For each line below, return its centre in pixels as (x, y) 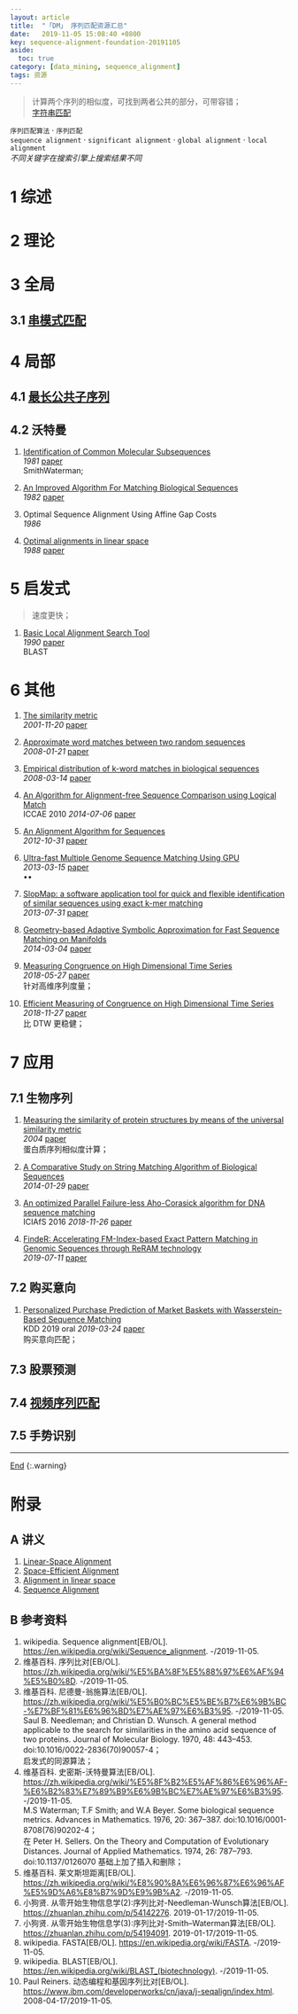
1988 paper (43, 550)
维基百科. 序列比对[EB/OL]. (72, 1662)
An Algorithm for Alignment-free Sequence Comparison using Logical (149, 795)
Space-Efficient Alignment (71, 1571)
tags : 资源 (29, 75)
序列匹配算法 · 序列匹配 (46, 130)
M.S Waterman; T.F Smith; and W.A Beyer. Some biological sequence (149, 1810)
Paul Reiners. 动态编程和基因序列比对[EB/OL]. (106, 1981)
